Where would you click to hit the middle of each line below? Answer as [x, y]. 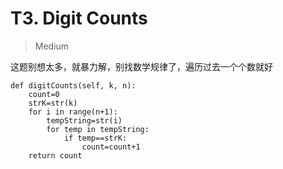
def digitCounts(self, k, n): [73, 85]
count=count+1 [111, 147]
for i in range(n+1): [73, 112]
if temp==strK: [95, 138]
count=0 [44, 94]
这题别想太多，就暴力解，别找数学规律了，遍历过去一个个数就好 [141, 66]
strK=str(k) [53, 103]
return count [55, 155]
